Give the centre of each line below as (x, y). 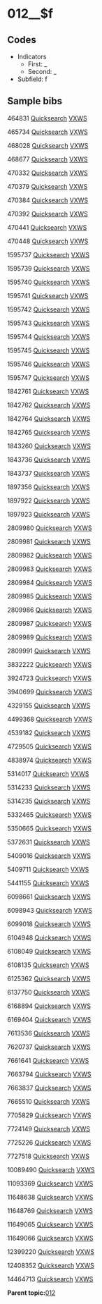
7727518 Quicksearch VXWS (48, 1156)
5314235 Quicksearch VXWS (49, 801)
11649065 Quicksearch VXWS (50, 1224)
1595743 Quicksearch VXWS (49, 323)
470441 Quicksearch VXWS (47, 227)
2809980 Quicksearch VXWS (50, 528)
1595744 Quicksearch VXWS (49, 336)
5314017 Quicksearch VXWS (48, 773)
